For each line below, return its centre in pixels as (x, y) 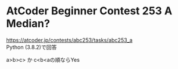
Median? (28, 23)
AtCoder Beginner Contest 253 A (89, 11)
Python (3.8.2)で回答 (32, 47)
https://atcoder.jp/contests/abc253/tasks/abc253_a (69, 40)
